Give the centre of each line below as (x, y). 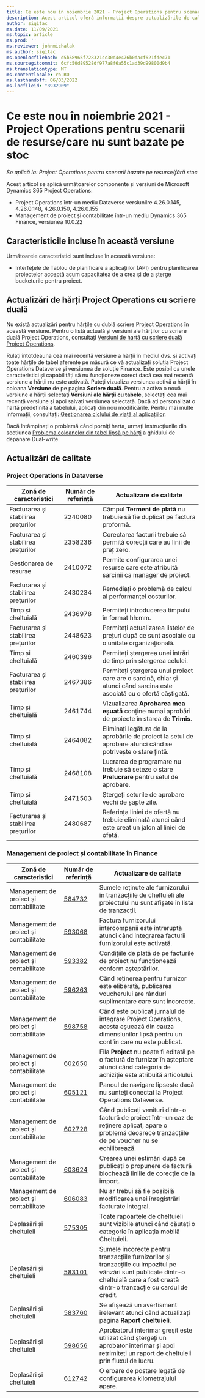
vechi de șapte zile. (130, 802)
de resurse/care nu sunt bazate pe (95, 142)
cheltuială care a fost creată (139, 1279)
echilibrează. (117, 1148)
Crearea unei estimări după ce (142, 1158)
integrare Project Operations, (141, 1019)
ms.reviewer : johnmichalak (41, 46)
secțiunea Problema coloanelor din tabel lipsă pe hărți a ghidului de (91, 433)
